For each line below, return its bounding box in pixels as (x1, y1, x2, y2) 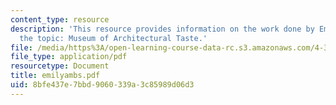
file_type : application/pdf (10, 52, 128, 62)
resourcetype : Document (10, 61, 110, 71)
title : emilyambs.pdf (10, 71, 101, 81)
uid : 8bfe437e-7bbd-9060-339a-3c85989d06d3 (10, 80, 195, 90)
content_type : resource (10, 14, 110, 25)
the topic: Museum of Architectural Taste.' (19, 33, 208, 43)
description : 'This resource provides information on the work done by (10, 24, 315, 34)
